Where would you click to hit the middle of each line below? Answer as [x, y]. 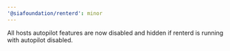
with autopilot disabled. [40, 40]
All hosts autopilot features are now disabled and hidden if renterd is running [115, 33]
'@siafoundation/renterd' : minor [55, 13]
